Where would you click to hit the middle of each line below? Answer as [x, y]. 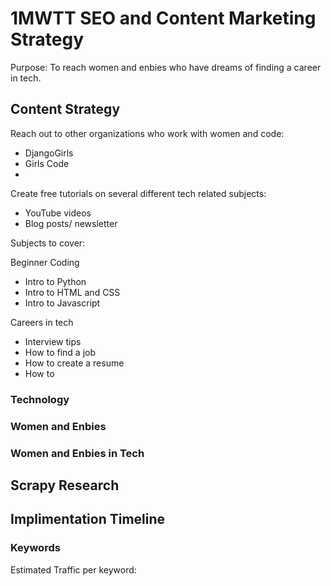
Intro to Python [55, 281]
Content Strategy [65, 109]
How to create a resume [74, 363]
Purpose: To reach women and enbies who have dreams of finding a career [166, 67]
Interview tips [53, 341]
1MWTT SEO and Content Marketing [163, 18]
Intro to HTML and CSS [72, 292]
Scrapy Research [65, 485]
